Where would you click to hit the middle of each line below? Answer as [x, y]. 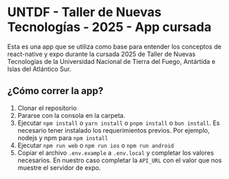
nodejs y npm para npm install [63, 138]
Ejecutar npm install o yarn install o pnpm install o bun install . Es [118, 123]
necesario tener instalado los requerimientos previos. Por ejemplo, [113, 130]
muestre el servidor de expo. [59, 167]
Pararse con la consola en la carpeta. [71, 115]
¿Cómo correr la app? [55, 91]
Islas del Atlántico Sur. [39, 69]
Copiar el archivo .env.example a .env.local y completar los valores [116, 152]
